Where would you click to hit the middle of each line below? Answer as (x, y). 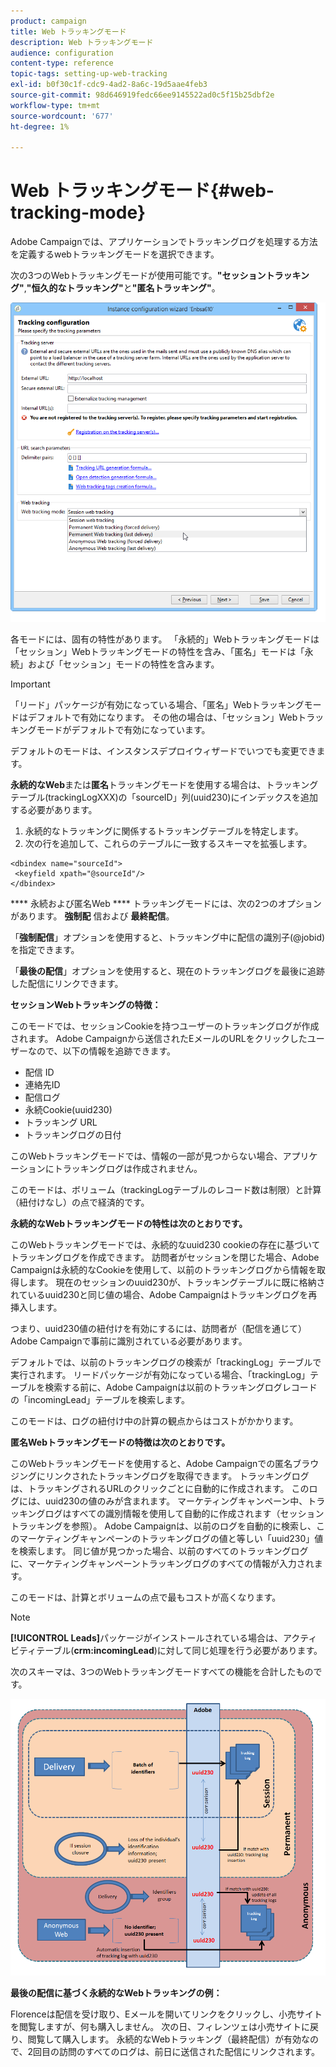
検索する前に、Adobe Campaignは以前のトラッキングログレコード (181, 1387)
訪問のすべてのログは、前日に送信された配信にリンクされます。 (189, 2052)
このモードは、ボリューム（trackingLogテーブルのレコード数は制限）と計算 (166, 1190)
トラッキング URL (61, 1122)
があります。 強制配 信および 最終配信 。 (92, 916)
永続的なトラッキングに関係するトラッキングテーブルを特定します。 (164, 831)
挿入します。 (36, 1307)
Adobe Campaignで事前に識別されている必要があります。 (129, 1341)
